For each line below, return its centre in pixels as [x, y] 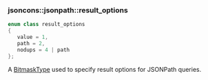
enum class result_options [46, 25]
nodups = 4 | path [43, 50]
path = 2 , [31, 43]
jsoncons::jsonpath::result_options [68, 10]
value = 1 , [33, 37]
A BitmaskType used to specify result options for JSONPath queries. [105, 69]
